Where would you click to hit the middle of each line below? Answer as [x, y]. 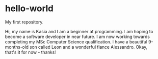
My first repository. [24, 22]
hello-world [29, 9]
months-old [17, 47]
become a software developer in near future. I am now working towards [78, 37]
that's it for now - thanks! [31, 52]
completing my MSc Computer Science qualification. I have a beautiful [76, 41]
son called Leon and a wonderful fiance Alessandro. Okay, [88, 47]
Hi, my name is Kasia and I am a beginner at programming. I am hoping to [79, 31]
